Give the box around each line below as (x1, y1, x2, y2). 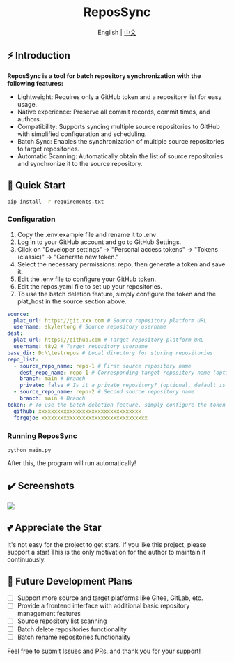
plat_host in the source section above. (17, 297, 127, 306)
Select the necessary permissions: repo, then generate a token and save (17, 259, 226, 269)
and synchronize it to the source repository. (17, 159, 143, 167)
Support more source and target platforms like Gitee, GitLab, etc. (17, 594, 203, 602)
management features (17, 610, 81, 618)
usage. (17, 100, 38, 108)
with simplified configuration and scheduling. (17, 130, 147, 138)
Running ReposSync (7, 430, 78, 440)
